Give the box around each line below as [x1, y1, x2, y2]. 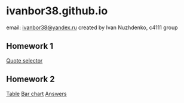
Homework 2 [6, 74, 55, 85]
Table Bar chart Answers [6, 90, 67, 97]
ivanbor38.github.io [6, 4, 108, 18]
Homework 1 [6, 41, 54, 51]
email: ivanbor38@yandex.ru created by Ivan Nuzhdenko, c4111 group [6, 24, 178, 31]
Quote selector [6, 57, 43, 64]
